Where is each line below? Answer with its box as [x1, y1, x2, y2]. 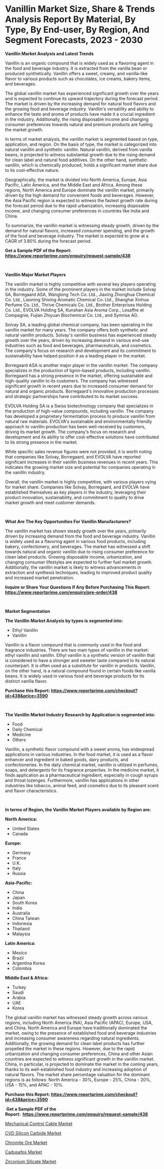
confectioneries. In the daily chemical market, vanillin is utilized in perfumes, [5, 762, 159, 768]
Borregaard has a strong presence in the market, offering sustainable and [5, 373, 153, 378]
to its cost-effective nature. [5, 167, 60, 173]
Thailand [12, 925, 30, 931]
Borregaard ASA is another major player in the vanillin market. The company [5, 362, 158, 368]
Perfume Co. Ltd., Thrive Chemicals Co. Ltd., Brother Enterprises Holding [5, 302, 152, 308]
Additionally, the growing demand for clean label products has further [5, 1040, 145, 1046]
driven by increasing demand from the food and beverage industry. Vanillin [5, 533, 156, 539]
